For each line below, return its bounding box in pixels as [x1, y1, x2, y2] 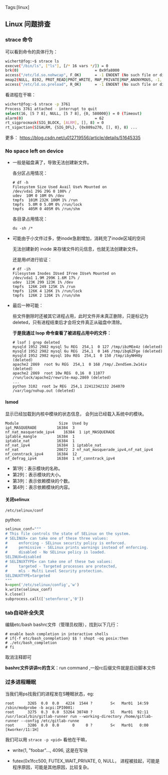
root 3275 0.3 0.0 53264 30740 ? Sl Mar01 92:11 [5, 710, 149, 715]
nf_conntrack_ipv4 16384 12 [5, 451, 77, 456]
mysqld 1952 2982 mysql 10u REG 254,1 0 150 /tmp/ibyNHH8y [12, 353, 143, 358]
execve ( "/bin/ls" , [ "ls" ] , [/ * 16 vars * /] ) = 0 [5, 63, 108, 68]
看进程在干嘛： [5, 91, 36, 97]
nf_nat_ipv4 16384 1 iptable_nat [5, 442, 101, 448]
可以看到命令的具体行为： [5, 49, 58, 55]
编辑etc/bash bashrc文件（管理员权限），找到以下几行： [5, 622, 120, 628]
